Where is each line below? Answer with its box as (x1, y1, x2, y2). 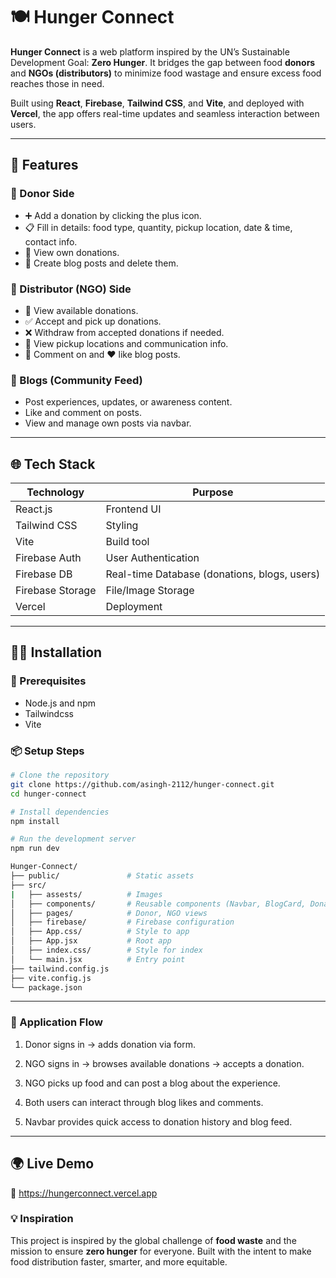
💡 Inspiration (10, 1212, 74, 1226)
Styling (105, 519, 139, 533)
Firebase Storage (15, 584, 97, 598)
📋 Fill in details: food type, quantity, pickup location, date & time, (24, 221, 293, 233)
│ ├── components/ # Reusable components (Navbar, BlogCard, (10, 899, 307, 909)
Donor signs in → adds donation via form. (24, 1038, 197, 1050)
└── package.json (10, 982, 83, 993)
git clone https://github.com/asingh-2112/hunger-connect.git (10, 779, 275, 789)
